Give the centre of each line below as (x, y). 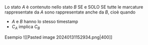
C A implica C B (26, 27)
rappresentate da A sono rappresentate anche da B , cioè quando (70, 12)
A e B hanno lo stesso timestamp (45, 22)
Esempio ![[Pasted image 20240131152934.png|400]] (59, 37)
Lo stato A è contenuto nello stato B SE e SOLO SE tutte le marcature (74, 7)
